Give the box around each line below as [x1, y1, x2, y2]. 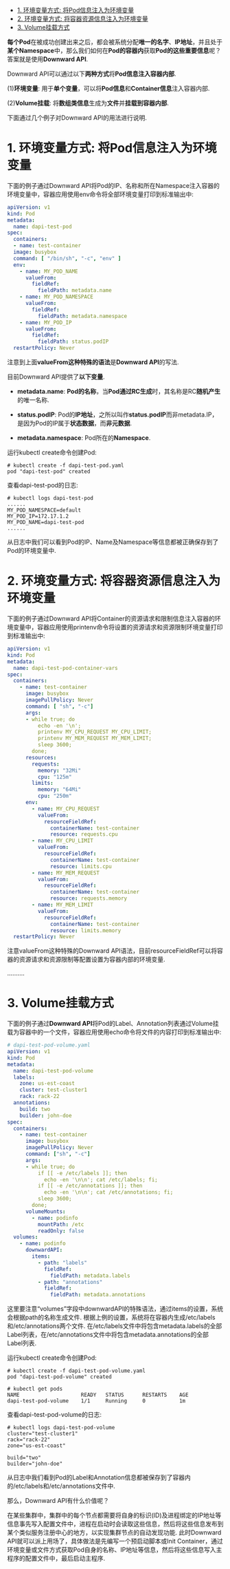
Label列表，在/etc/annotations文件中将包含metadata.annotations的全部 [7, 1331, 209, 1339]
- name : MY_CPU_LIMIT [32, 837, 94, 845]
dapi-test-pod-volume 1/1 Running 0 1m [7, 1398, 186, 1404]
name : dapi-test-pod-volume [13, 1067, 94, 1074]
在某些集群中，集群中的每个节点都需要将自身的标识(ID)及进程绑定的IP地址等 [7, 1511, 222, 1519]
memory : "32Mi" [37, 767, 81, 774]
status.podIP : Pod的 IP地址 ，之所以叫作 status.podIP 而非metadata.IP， [16, 410, 218, 419]
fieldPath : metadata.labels [50, 1272, 130, 1279]
